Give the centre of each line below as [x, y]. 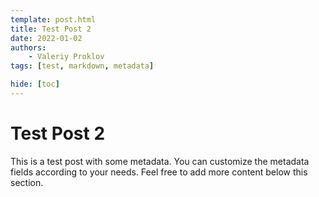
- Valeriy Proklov [66, 57]
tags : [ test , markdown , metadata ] [82, 66]
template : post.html [53, 19]
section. [27, 182]
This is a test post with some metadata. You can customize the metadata [160, 161]
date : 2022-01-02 [46, 38]
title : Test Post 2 [51, 29]
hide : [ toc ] [35, 84]
